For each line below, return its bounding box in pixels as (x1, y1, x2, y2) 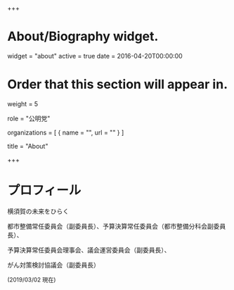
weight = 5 (7, 99, 39, 108)
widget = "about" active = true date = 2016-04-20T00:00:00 (7, 51, 183, 60)
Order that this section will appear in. (7, 77, 228, 92)
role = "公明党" (7, 114, 51, 122)
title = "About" (7, 141, 48, 150)
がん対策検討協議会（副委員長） (7, 260, 100, 269)
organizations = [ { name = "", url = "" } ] (7, 128, 124, 137)
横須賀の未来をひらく (7, 207, 69, 215)
